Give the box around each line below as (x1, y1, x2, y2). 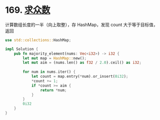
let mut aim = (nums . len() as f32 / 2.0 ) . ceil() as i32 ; (23, 60, 142, 65)
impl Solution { (5, 46, 38, 52)
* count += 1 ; (31, 78, 58, 84)
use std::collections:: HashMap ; (5, 37, 71, 42)
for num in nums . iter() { (23, 69, 76, 74)
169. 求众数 (5, 4, 51, 16)
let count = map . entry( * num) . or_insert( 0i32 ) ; (31, 74, 129, 79)
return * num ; (40, 88, 67, 92)
